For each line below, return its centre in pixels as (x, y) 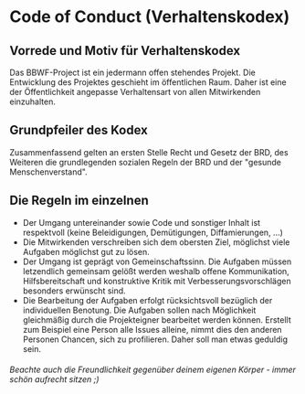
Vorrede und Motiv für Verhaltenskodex (125, 51)
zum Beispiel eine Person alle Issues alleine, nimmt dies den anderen (152, 329)
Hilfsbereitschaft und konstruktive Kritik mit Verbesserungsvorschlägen (157, 281)
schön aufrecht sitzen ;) (54, 379)
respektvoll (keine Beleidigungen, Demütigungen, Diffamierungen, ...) (152, 232)
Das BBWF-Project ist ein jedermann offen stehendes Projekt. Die (132, 72)
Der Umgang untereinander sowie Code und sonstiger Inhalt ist (142, 222)
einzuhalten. (33, 101)
